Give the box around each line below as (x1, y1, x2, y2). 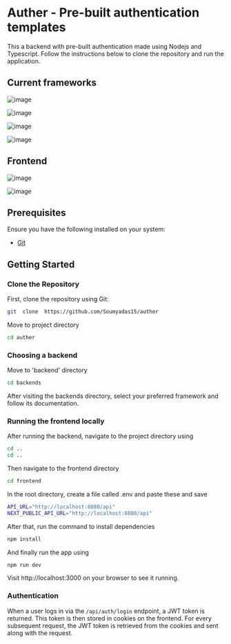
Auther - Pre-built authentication (7, 5, 200, 21)
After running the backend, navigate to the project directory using (7, 432, 194, 441)
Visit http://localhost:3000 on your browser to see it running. (7, 574, 179, 582)
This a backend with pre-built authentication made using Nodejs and (7, 42, 202, 50)
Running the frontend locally (7, 416, 105, 425)
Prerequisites (7, 207, 66, 219)
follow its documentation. (7, 399, 79, 407)
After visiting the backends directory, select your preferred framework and (7, 392, 219, 400)
